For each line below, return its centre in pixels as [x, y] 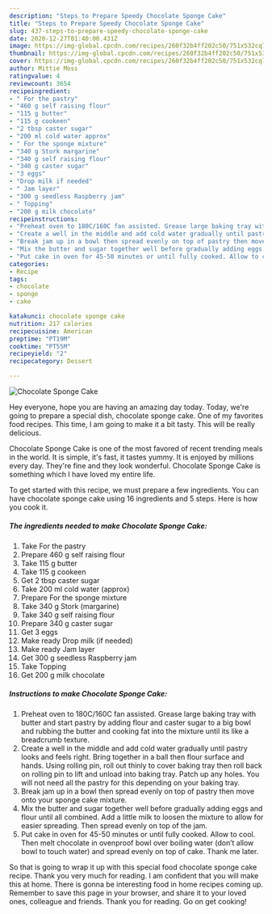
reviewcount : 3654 [40, 83]
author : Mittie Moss [44, 69]
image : [20, 46]
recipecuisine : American [51, 331]
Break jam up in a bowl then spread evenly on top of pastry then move [138, 791]
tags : [18, 279]
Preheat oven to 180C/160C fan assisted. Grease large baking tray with [138, 713]
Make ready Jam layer [58, 649]
